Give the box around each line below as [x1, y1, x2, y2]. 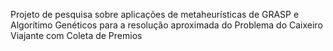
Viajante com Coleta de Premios [10, 30, 143, 41]
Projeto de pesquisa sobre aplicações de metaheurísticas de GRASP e [10, 9, 300, 20]
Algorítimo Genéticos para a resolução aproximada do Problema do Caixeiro [10, 19, 323, 31]
